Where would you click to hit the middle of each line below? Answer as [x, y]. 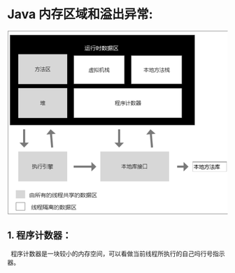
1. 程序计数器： [40, 236]
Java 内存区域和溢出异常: [80, 14]
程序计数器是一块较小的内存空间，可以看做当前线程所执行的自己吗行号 [112, 253]
